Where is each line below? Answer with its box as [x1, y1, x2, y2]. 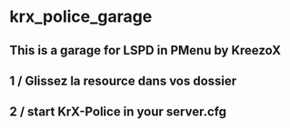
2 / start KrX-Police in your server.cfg [9, 104, 227, 120]
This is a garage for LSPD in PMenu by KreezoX [9, 43, 282, 58]
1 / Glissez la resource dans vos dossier [9, 73, 237, 88]
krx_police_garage [9, 6, 153, 27]
